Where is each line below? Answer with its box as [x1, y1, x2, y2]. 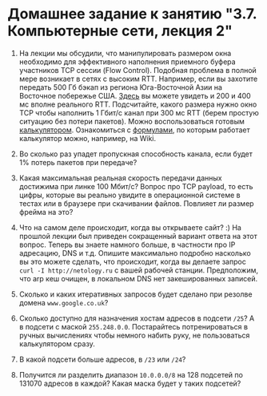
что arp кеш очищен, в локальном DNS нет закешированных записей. [18, 273, 258, 283]
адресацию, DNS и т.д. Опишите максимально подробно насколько [18, 248, 251, 257]
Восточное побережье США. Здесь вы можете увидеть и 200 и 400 [18, 91, 251, 100]
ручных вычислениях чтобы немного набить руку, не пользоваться [18, 330, 250, 340]
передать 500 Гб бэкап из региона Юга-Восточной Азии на [18, 82, 223, 92]
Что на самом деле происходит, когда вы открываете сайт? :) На [18, 222, 241, 232]
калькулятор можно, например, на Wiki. [18, 133, 157, 143]
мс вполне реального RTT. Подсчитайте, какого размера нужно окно [18, 99, 257, 109]
